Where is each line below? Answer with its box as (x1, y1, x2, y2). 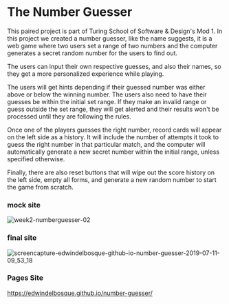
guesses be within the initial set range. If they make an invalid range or (7, 97, 207, 105)
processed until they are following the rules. (7, 112, 132, 121)
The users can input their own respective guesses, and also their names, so (7, 62, 221, 70)
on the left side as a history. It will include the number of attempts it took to (7, 132, 219, 141)
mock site (7, 200, 41, 210)
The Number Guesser (7, 4, 133, 20)
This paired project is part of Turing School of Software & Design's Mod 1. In (7, 27, 223, 35)
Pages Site (7, 273, 43, 283)
